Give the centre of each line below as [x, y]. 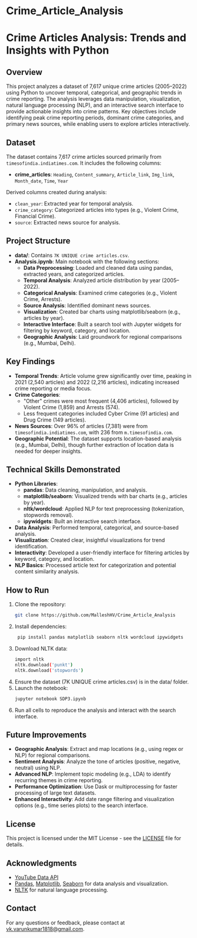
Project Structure [38, 241]
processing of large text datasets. [55, 793]
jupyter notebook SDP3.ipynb [50, 699]
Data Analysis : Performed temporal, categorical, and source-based [96, 528]
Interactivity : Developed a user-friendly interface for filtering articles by [102, 553]
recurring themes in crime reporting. [59, 780]
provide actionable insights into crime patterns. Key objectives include [91, 112]
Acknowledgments [42, 863]
